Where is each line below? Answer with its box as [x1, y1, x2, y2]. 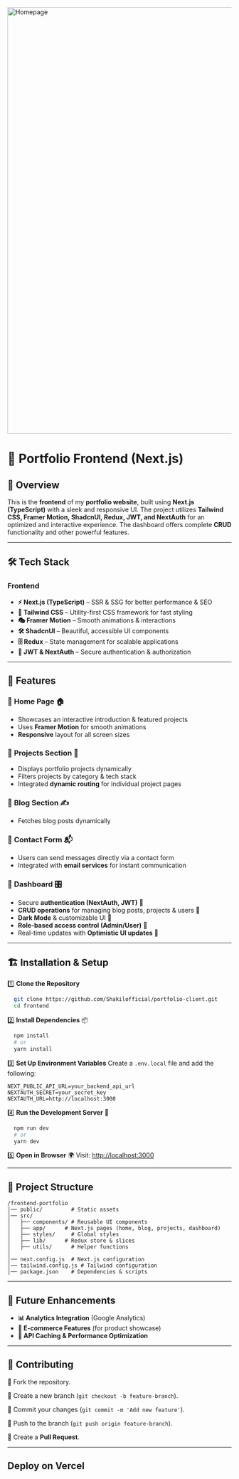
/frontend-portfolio [7, 1200, 69, 1207]
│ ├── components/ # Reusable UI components [7, 1219, 148, 1226]
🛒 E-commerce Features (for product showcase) [17, 1324, 161, 1332]
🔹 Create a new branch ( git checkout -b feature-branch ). [7, 1391, 179, 1400]
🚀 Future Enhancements [7, 1294, 116, 1306]
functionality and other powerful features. [7, 528, 129, 536]
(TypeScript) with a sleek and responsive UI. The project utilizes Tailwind [7, 505, 224, 514]
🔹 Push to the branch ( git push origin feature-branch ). [7, 1419, 173, 1427]
